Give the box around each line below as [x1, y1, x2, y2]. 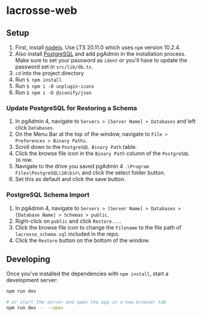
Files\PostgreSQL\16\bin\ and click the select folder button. [15, 169, 166, 176]
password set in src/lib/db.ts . [15, 63, 94, 70]
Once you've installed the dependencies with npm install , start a [6, 270, 169, 277]
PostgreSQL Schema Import [6, 191, 90, 199]
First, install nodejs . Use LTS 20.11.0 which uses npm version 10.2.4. [15, 44, 181, 51]
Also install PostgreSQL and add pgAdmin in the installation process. [15, 50, 186, 58]
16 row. [15, 156, 33, 163]
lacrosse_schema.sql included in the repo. [15, 230, 120, 237]
